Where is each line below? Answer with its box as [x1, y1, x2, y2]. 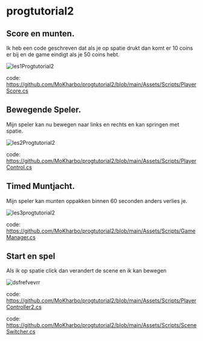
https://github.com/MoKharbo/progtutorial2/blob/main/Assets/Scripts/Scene [6, 322, 197, 329]
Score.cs [6, 87, 28, 94]
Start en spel [6, 251, 56, 262]
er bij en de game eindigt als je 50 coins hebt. [6, 51, 120, 58]
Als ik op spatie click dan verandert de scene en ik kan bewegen [6, 267, 167, 274]
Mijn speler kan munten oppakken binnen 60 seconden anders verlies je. [6, 197, 187, 204]
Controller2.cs [6, 303, 42, 311]
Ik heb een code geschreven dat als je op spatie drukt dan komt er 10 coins [6, 44, 193, 51]
